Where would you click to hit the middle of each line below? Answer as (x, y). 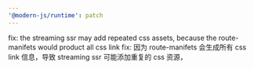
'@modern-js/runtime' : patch (56, 15)
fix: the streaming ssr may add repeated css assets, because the (112, 38)
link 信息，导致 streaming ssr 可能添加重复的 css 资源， (98, 56)
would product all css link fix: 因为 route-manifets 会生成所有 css (142, 47)
